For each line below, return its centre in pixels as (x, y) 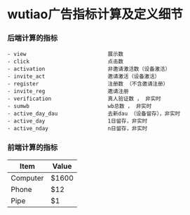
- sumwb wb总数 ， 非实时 (80, 106)
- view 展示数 (66, 54)
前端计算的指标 (33, 148)
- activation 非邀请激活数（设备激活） (89, 69)
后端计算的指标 (33, 38)
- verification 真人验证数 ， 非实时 (84, 99)
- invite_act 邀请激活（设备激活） (83, 77)
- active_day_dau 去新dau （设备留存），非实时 (94, 114)
